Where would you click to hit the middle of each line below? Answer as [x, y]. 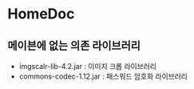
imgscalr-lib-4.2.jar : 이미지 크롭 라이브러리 [88, 66]
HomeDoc [41, 14]
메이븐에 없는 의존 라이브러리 [74, 45]
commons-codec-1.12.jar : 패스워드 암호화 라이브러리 [103, 76]
